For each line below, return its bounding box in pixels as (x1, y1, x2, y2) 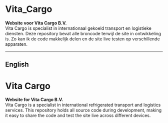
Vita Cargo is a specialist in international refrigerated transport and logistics (5, 102, 161, 108)
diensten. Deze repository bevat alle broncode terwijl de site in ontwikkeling (5, 30, 161, 36)
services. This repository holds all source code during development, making (5, 107, 162, 113)
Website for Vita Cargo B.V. (5, 97, 63, 103)
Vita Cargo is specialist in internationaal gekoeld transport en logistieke (5, 25, 151, 31)
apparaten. (5, 41, 28, 47)
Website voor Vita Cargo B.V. (5, 20, 67, 26)
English (5, 60, 29, 69)
